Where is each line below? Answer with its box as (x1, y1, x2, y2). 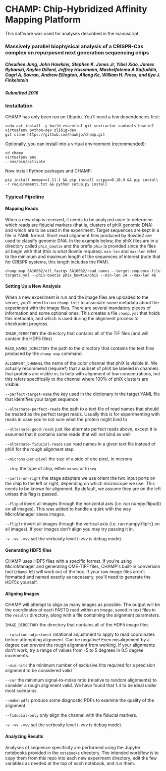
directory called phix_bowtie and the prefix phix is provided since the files (5, 243, 156, 249)
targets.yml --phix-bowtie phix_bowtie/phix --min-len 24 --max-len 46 (5, 272, 156, 278)
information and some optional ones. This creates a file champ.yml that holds (5, 310, 160, 316)
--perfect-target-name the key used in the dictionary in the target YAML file (5, 391, 160, 397)
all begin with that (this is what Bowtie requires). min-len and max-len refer (5, 248, 157, 254)
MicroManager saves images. (5, 511, 65, 517)
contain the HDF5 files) (5, 336, 53, 342)
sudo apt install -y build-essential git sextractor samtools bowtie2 (5, 123, 154, 128)
